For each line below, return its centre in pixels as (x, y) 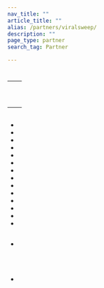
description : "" (31, 34)
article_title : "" (35, 21)
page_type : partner (36, 41)
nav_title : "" (28, 14)
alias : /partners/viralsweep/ (52, 27)
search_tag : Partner (38, 47)
